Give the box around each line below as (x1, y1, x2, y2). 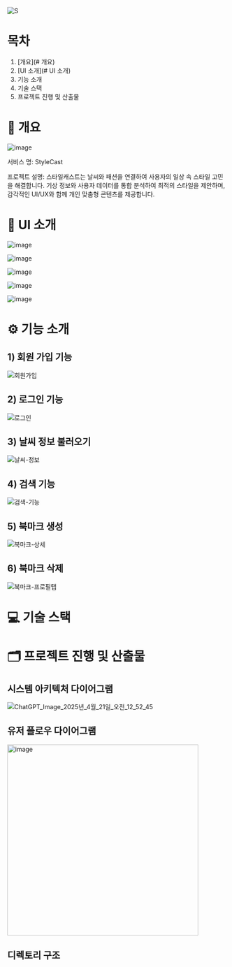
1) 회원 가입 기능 (7, 351, 73, 363)
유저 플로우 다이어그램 (7, 725, 96, 737)
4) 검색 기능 (7, 478, 56, 490)
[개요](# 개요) (17, 57, 55, 66)
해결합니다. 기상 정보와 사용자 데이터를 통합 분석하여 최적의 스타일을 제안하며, (14, 181, 226, 189)
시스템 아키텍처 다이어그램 (7, 683, 113, 695)
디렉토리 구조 (7, 950, 61, 961)
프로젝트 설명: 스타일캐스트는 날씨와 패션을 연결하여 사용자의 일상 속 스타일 (7, 172, 211, 181)
